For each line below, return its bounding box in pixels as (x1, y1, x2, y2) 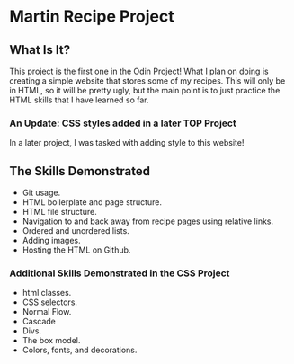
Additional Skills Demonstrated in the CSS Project (9, 267, 230, 280)
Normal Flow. (22, 306, 72, 317)
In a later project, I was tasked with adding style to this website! (9, 138, 245, 148)
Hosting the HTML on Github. (22, 244, 131, 255)
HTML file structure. (22, 207, 97, 218)
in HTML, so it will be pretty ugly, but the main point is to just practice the (9, 85, 281, 95)
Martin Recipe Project (9, 6, 174, 27)
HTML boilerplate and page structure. (22, 197, 163, 208)
